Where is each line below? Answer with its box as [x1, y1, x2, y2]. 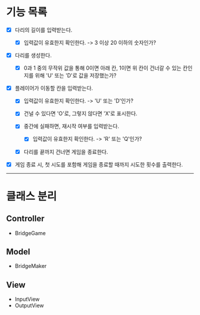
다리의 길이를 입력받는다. [14, 26, 73, 33]
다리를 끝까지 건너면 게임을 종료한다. [23, 148, 108, 155]
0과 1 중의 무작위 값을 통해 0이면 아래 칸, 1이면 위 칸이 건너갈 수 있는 [23, 64, 182, 72]
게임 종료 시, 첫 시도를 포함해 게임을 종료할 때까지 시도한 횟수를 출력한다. [14, 160, 183, 168]
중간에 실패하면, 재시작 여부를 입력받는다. [23, 123, 120, 130]
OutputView [14, 302, 45, 309]
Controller [6, 214, 45, 224]
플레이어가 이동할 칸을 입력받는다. [14, 85, 93, 92]
